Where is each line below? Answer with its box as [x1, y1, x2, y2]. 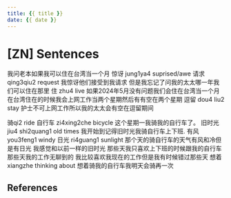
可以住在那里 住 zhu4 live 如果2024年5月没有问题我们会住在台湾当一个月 [12, 87, 220, 95]
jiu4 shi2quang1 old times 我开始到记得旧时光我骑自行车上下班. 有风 [7, 127, 199, 135]
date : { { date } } [7, 16, 57, 23]
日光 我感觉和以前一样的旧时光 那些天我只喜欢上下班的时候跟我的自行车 [19, 144, 222, 153]
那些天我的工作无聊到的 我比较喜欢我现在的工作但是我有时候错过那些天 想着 [7, 153, 222, 162]
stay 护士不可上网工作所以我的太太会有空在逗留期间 [7, 104, 154, 112]
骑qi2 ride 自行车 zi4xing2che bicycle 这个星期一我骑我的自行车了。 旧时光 [7, 118, 219, 127]
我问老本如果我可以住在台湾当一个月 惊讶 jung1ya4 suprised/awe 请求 [7, 69, 205, 78]
